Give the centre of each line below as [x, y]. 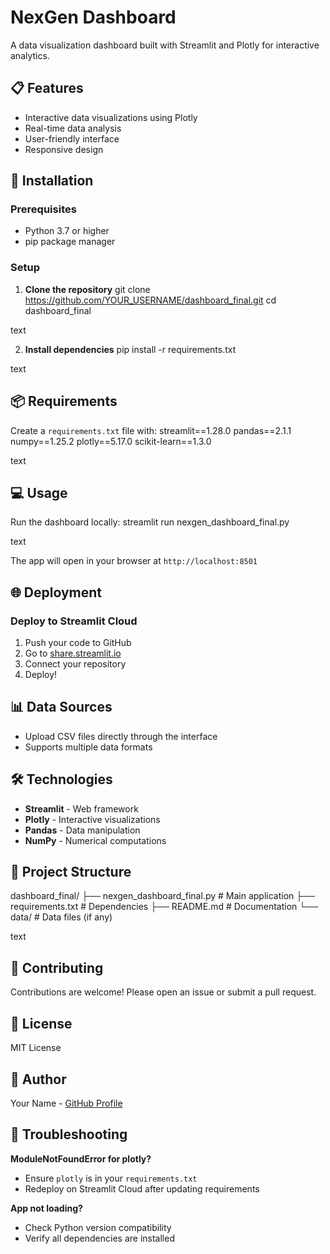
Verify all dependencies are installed [99, 1238]
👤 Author [38, 1079]
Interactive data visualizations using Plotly [111, 117]
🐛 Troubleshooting [69, 1134]
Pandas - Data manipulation [82, 830]
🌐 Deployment [56, 592]
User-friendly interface [72, 138]
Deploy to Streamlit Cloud [74, 621]
